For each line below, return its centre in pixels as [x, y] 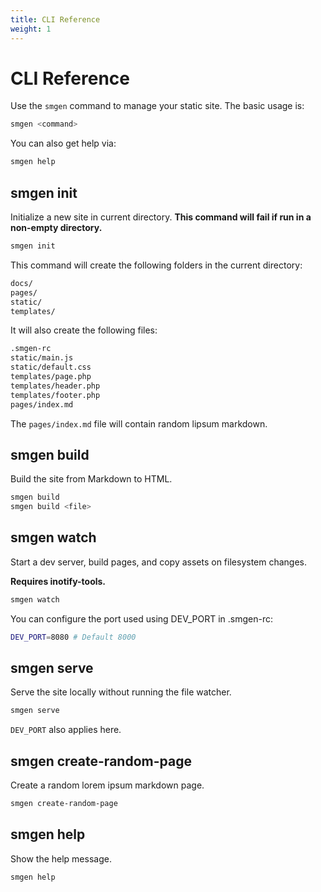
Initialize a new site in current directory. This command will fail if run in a [161, 217]
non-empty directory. [56, 227]
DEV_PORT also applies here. [66, 730]
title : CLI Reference [55, 19]
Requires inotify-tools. [58, 581]
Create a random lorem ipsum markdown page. [107, 785]
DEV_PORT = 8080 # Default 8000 [73, 637]
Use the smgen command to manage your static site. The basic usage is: [157, 106]
